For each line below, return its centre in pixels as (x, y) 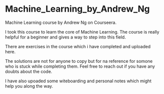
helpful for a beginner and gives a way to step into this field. (66, 37)
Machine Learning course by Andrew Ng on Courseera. (61, 22)
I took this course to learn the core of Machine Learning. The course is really (82, 32)
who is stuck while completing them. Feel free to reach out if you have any (80, 66)
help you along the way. (29, 86)
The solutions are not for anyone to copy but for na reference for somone (79, 61)
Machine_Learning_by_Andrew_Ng (78, 9)
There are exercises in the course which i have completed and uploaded (78, 46)
